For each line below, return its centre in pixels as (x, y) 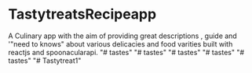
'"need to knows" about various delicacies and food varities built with (121, 43)
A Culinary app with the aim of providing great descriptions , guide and (122, 36)
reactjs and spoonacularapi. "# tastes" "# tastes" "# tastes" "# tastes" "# (126, 52)
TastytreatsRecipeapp (82, 14)
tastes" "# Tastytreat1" (45, 61)
